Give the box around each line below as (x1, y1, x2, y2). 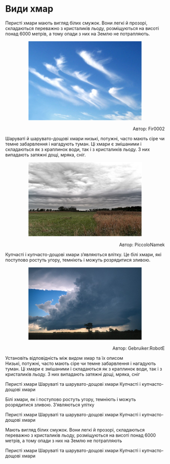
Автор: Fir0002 (133, 126, 165, 132)
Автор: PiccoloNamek (119, 241, 165, 248)
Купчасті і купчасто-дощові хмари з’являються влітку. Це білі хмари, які (5, 251, 162, 257)
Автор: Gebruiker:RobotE (112, 345, 165, 351)
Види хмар (5, 3, 54, 15)
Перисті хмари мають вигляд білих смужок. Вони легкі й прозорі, (5, 20, 148, 26)
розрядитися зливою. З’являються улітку (5, 402, 95, 408)
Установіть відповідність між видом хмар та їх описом (5, 355, 123, 361)
